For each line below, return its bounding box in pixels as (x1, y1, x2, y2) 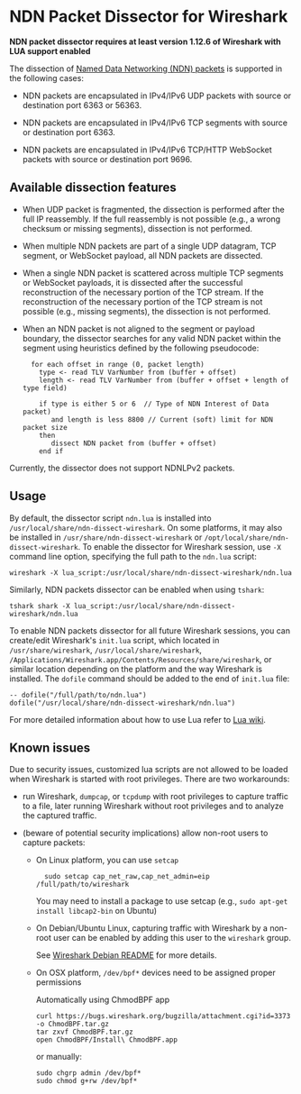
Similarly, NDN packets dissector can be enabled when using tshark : (9, 584, 265, 595)
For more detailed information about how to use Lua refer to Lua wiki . (9, 714, 266, 725)
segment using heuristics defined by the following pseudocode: (22, 342, 260, 353)
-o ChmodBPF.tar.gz (35, 1020, 110, 1029)
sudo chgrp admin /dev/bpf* (35, 1069, 141, 1078)
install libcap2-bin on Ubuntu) (35, 906, 158, 916)
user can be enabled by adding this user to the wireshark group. (52, 933, 291, 944)
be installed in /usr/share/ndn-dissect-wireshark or (9, 532, 203, 542)
